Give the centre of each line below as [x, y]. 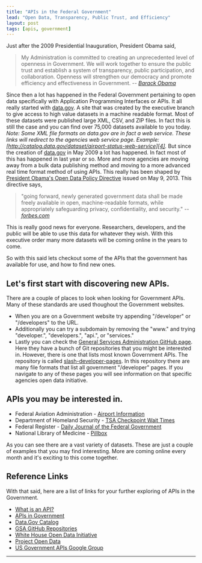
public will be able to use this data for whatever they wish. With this [90, 234]
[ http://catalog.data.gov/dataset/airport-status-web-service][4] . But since [99, 146]
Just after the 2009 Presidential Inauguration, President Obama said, [91, 46]
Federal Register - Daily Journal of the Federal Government [88, 427]
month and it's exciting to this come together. [62, 457]
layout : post [23, 23]
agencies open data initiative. [51, 380]
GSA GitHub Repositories [46, 528]
